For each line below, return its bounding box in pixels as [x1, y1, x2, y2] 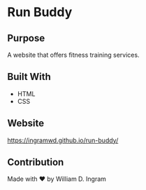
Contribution [7, 156, 64, 168]
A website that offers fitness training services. [7, 50, 140, 59]
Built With [7, 71, 51, 83]
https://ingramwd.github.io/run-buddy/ [7, 136, 119, 144]
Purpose [7, 32, 45, 44]
